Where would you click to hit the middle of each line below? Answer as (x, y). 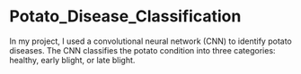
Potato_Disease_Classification (125, 16)
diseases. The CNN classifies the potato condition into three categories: (142, 50)
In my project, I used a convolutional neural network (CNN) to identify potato (150, 41)
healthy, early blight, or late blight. (72, 60)
